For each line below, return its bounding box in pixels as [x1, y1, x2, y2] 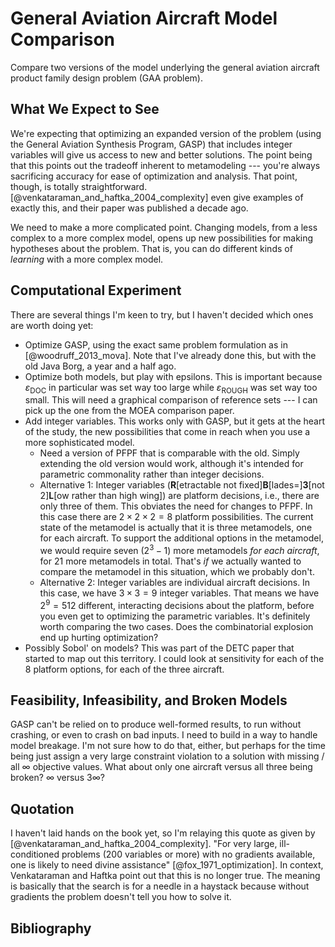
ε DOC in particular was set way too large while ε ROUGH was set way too [24, 381, 318, 396]
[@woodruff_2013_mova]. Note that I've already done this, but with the [24, 349, 317, 361]
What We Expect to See [10, 101, 160, 118]
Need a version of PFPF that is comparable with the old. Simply [39, 447, 300, 459]
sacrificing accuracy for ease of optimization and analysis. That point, [10, 170, 298, 182]
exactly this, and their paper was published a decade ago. [10, 202, 249, 214]
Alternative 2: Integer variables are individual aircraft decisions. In [39, 577, 311, 589]
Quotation [10, 800, 75, 817]
